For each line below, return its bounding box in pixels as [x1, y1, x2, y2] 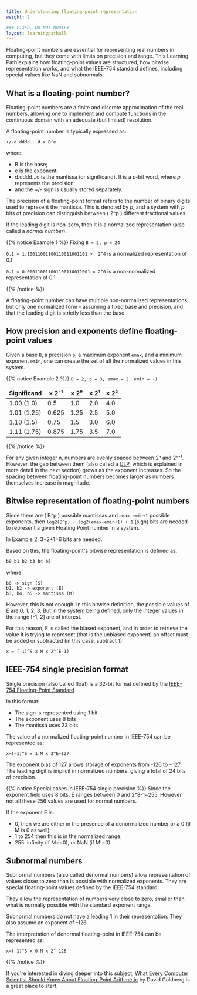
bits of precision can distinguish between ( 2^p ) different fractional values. [6, 210, 188, 217]
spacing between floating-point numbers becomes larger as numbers [6, 473, 174, 480]
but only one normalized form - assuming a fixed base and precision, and [6, 303, 184, 310]
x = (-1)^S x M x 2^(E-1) [6, 648, 69, 655]
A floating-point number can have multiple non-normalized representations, [6, 297, 189, 304]
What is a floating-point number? [6, 88, 130, 98]
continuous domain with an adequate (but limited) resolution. [6, 116, 153, 123]
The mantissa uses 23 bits [14, 722, 79, 729]
